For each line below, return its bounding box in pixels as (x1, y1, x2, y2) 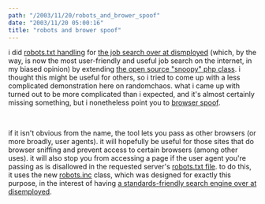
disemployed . (8, 187, 53, 197)
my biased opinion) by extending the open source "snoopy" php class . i (8, 65, 241, 74)
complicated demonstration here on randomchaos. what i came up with (8, 81, 241, 91)
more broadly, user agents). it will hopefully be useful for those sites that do (8, 137, 255, 147)
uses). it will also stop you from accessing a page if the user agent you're (8, 154, 247, 163)
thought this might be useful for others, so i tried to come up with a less (8, 72, 241, 83)
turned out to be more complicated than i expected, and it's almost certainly (8, 90, 255, 99)
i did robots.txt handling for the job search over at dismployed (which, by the (8, 48, 257, 57)
